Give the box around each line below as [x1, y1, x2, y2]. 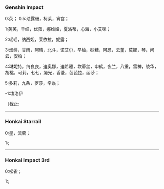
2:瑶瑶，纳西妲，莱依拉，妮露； [5, 36, 69, 43]
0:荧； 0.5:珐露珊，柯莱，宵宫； [5, 16, 69, 22]
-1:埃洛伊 [5, 90, 23, 97]
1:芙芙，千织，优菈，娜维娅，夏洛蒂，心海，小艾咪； [5, 26, 111, 32]
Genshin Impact [5, 4, 44, 11]
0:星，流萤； [5, 130, 31, 136]
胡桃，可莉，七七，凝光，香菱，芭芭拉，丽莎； [5, 70, 99, 76]
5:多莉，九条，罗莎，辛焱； [5, 80, 61, 86]
